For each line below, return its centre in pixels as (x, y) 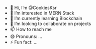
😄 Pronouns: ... (26, 36)
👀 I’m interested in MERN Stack (42, 13)
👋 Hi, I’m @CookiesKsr (33, 8)
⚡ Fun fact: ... (24, 42)
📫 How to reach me (31, 29)
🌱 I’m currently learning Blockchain (46, 18)
